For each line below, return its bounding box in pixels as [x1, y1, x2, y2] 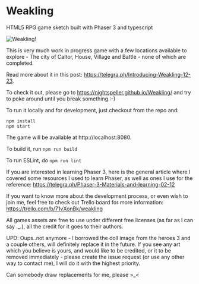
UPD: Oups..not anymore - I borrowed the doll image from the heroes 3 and [6, 234, 191, 241]
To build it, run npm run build [6, 145, 78, 152]
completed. [6, 59, 34, 67]
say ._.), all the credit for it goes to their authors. [6, 223, 124, 230]
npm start [6, 123, 31, 129]
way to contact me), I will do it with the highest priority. [6, 260, 141, 267]
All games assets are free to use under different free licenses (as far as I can [6, 216, 194, 223]
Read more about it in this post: [6, 71, 83, 78]
